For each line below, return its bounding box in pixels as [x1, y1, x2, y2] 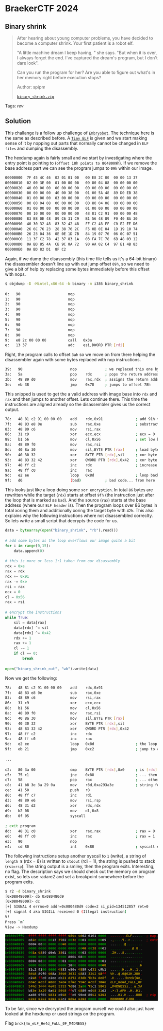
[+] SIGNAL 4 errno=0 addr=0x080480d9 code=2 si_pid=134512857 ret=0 [5, 904, 149, 909]
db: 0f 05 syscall [5, 813, 86, 818]
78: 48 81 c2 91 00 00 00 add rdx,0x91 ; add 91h [5, 416, 155, 421]
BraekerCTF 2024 [5, 3, 79, 14]
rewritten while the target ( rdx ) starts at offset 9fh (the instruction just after [5, 492, 154, 498]
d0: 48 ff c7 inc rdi [5, 793, 92, 798]
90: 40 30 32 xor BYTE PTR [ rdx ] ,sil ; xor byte [5, 452, 158, 457]
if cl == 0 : [14, 651, 38, 656]
